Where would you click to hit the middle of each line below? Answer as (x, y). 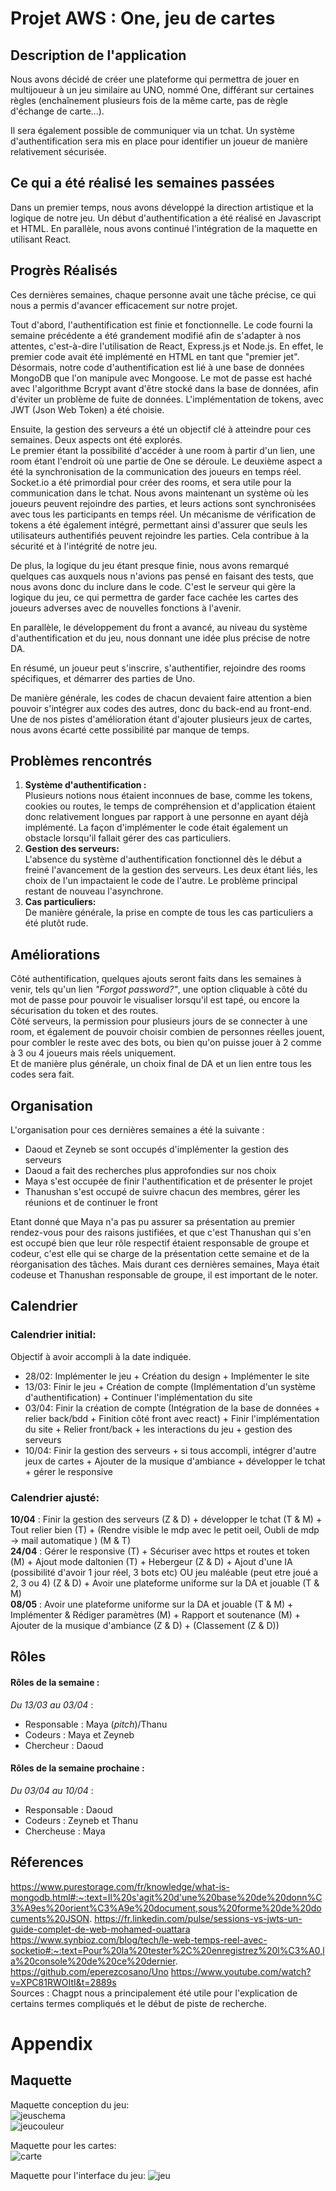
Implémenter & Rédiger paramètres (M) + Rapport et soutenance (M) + (155, 1615)
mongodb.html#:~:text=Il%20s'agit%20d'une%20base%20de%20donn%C (166, 1897)
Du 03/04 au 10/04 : (52, 1790)
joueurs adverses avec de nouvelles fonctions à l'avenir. (126, 608)
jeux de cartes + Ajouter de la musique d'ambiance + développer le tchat (175, 1461)
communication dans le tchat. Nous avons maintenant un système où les (159, 493)
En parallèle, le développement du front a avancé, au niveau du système (159, 627)
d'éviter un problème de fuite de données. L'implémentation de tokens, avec (167, 399)
